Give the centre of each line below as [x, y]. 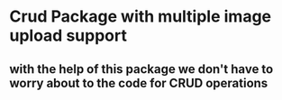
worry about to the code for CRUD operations [139, 83]
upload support [68, 36]
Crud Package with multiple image [141, 17]
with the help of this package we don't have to [141, 69]
